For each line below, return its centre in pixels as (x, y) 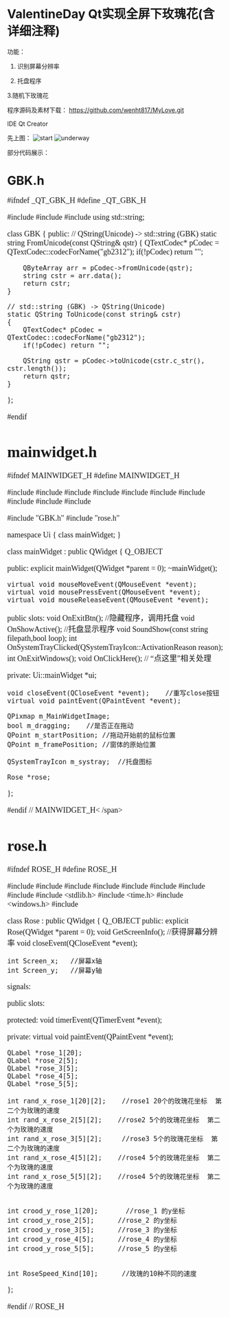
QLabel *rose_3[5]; (43, 1068)
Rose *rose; (29, 778)
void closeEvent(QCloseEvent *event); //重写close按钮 (113, 694)
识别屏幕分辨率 (38, 66)
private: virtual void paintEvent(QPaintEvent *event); (90, 1037)
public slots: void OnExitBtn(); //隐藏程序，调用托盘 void (101, 618)
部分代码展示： (28, 153)
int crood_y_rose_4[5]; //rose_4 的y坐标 (92, 1239)
